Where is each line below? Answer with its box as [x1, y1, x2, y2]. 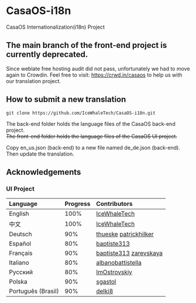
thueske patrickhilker [96, 230, 154, 238]
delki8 [96, 287, 114, 295]
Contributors [96, 200, 133, 208]
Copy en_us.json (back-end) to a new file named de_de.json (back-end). [6, 144, 180, 151]
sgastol [96, 278, 116, 286]
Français [9, 249, 33, 257]
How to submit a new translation [6, 95, 126, 105]
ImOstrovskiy [96, 268, 133, 276]
